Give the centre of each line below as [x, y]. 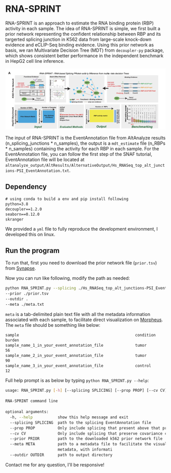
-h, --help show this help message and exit [69, 417]
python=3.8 [17, 204]
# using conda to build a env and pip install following [67, 199]
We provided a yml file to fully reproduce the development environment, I [81, 229]
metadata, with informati [85, 450]
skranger [15, 220]
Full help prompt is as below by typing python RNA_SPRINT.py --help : [77, 380]
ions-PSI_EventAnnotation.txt [37, 171]
